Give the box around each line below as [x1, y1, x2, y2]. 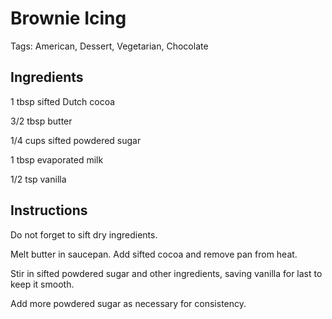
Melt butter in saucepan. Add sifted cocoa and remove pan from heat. [10, 248, 298, 260]
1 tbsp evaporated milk [10, 153, 104, 166]
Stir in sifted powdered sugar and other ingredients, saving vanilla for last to [10, 267, 323, 279]
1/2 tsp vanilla [10, 173, 67, 185]
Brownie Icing [10, 7, 127, 30]
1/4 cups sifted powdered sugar [10, 134, 142, 146]
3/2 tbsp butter [10, 115, 73, 127]
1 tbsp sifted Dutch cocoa [10, 95, 116, 107]
